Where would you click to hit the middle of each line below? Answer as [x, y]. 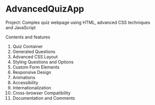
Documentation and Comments [44, 98]
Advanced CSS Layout [35, 56]
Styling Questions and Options [43, 62]
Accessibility [25, 82]
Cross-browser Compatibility [42, 93]
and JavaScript [21, 27]
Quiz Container [28, 46]
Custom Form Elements [36, 67]
